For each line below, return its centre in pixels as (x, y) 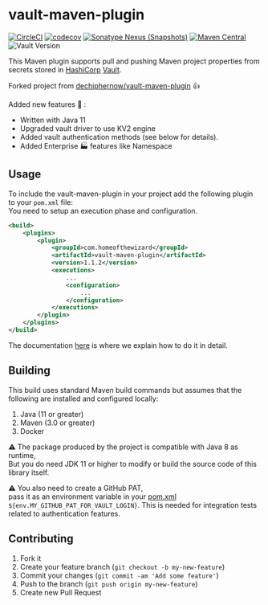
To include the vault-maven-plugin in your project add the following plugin (131, 194)
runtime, (22, 455)
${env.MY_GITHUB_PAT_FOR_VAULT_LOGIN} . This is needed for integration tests (133, 505)
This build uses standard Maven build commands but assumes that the (125, 390)
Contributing (41, 539)
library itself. (29, 472)
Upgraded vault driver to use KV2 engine (88, 128)
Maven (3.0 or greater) (57, 423)
